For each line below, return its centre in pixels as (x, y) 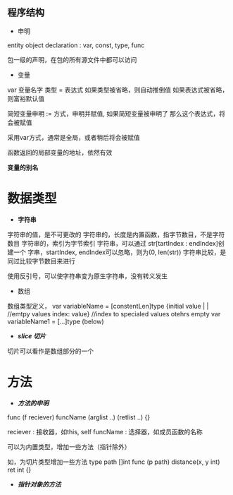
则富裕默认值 (26, 98)
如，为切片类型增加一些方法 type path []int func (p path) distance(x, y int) (114, 462)
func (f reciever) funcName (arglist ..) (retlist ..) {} (78, 417)
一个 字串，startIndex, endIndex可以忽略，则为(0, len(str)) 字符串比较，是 (120, 252)
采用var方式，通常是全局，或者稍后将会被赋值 (74, 137)
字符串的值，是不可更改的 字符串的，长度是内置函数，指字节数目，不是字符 (116, 234)
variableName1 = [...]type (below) (56, 321)
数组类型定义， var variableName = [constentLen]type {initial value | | (108, 306)
